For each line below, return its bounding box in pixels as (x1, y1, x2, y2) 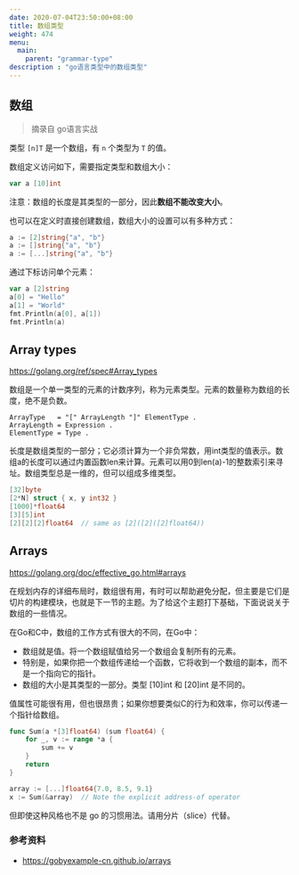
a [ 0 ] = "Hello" (9, 293, 66, 302)
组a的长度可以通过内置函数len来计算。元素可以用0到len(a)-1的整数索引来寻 (9, 456, 284, 468)
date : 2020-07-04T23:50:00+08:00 (9, 12, 133, 22)
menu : (9, 37, 29, 47)
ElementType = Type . (9, 429, 90, 437)
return (25, 760, 50, 769)
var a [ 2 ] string (9, 284, 69, 294)
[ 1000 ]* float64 (9, 503, 66, 511)
